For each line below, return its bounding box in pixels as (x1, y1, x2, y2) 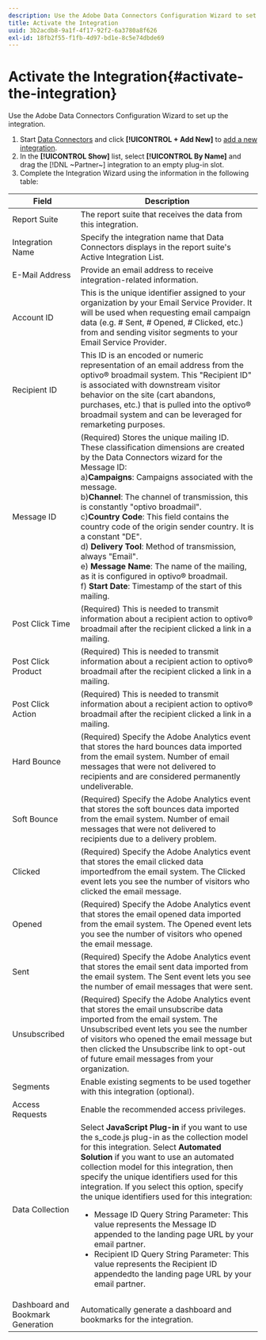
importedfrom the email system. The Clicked (80, 866, 245, 877)
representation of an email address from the (80, 360, 244, 371)
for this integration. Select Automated (80, 1142, 222, 1153)
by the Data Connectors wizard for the (80, 452, 223, 463)
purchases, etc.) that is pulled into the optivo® (80, 400, 252, 411)
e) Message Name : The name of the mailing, (80, 561, 247, 572)
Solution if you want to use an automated (80, 1151, 234, 1162)
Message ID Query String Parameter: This (93, 1209, 249, 1220)
